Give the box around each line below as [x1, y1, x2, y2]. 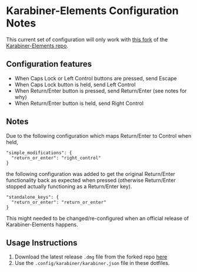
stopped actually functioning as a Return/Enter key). [6, 183, 132, 190]
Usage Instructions [6, 237, 78, 247]
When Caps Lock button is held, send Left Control [14, 81, 136, 88]
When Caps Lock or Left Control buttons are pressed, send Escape [14, 74, 178, 81]
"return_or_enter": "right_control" [11, 155, 101, 161]
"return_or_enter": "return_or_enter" [11, 199, 107, 205]
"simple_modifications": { [6, 149, 72, 156]
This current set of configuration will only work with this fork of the [6, 36, 168, 43]
